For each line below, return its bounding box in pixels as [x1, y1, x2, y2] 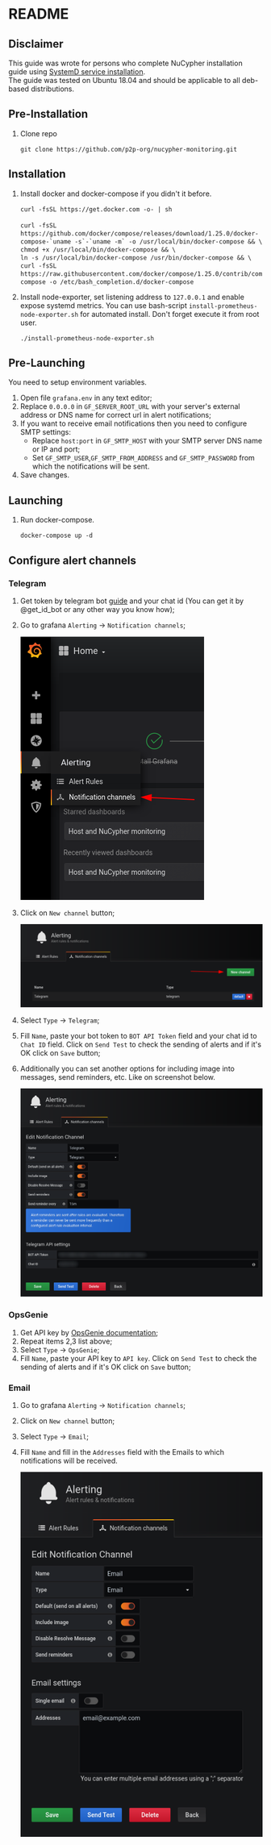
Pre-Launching [8, 356, 85, 370]
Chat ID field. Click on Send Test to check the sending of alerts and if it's [19, 1039, 262, 1049]
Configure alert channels [8, 553, 137, 567]
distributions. [31, 84, 75, 94]
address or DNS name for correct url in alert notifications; [19, 410, 211, 420]
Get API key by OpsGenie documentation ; [19, 1327, 159, 1337]
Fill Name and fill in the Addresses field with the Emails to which [19, 1447, 224, 1457]
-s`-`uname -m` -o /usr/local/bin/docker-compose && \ [74, 237, 263, 246]
